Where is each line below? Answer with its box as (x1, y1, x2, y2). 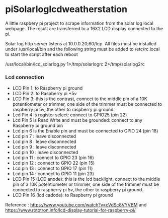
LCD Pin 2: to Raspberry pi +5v (12, 91, 77, 97)
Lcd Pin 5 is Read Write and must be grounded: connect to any (12, 117, 142, 123)
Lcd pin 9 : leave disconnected (12, 144, 76, 150)
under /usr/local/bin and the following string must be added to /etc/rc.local (5, 46, 160, 52)
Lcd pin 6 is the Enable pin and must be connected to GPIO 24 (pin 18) (12, 128, 158, 134)
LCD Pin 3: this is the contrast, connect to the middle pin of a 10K (12, 96, 147, 102)
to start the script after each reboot (5, 51, 78, 57)
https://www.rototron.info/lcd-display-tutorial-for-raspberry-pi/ (5, 207, 136, 213)
